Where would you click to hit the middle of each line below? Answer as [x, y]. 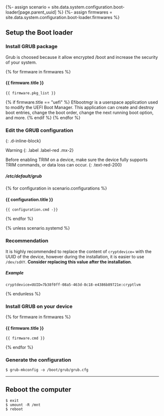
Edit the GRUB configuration [39, 130]
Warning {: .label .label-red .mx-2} [40, 150]
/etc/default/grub [24, 176]
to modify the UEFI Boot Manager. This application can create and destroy [80, 107]
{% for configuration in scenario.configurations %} [56, 188]
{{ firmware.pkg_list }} [31, 93]
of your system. [21, 62]
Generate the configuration [38, 360]
